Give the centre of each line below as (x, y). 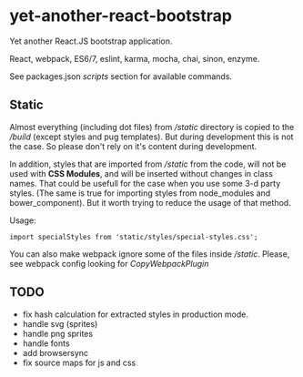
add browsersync (56, 352)
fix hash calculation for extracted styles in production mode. (135, 314)
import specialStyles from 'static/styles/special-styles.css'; (134, 237)
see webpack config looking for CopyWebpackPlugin (109, 263)
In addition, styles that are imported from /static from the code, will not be (148, 164)
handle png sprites (58, 333)
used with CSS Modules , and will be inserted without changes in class (141, 173)
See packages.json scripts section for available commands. (121, 76)
